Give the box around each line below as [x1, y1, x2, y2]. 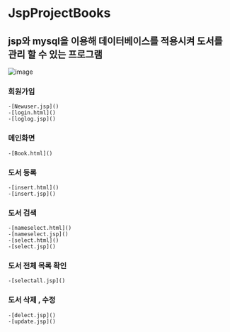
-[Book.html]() [8, 150, 53, 157]
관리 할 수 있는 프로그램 [8, 48, 103, 60]
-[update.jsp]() [8, 318, 56, 325]
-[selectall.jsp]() [8, 277, 66, 284]
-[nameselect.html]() [8, 225, 72, 232]
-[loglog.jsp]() [8, 116, 56, 123]
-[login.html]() [8, 109, 56, 116]
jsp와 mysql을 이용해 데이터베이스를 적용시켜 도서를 [8, 35, 223, 47]
